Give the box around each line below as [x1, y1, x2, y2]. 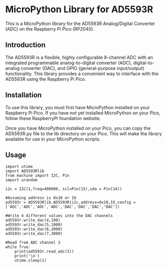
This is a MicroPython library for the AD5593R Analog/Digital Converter [5, 20, 155, 27]
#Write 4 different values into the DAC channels [5, 213, 113, 218]
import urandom [5, 178, 38, 183]
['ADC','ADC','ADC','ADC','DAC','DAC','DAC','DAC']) [5, 204, 120, 210]
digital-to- [133, 60, 155, 66]
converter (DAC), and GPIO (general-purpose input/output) [20, 65, 145, 71]
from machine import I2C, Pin [5, 173, 70, 178]
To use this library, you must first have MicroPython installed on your [5, 104, 150, 110]
